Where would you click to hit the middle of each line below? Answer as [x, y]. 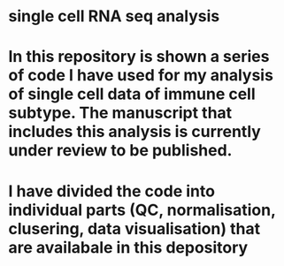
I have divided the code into [112, 191]
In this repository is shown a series [139, 57]
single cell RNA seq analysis [114, 16]
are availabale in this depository [128, 247]
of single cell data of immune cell [132, 94]
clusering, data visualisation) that [134, 228]
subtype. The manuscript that [120, 113]
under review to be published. [120, 151]
